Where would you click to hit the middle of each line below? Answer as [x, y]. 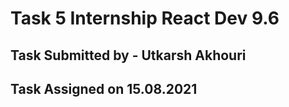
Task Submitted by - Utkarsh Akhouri [128, 55]
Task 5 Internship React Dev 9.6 [145, 18]
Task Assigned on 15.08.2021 [104, 88]
